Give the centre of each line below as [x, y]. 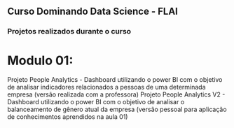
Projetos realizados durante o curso [69, 31]
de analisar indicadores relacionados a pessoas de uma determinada [106, 87]
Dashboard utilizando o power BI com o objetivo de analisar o [96, 102]
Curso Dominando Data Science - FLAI [93, 12]
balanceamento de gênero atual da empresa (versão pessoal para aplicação [117, 109]
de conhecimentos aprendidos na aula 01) [68, 117]
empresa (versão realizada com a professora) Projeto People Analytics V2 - [116, 94]
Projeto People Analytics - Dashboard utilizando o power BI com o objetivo [115, 80]
